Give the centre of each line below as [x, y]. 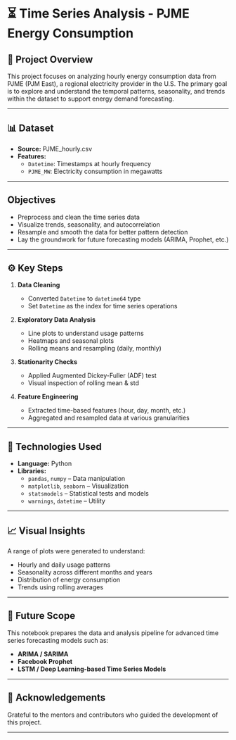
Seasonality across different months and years [85, 572]
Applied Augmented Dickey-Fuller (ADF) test [92, 376]
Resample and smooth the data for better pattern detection [103, 232]
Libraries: [32, 471]
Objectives [32, 200]
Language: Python [45, 464]
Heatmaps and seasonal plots [71, 341]
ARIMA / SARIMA [43, 654]
